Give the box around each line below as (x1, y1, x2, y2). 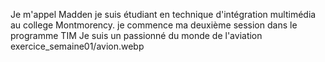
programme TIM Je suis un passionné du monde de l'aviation (10, 30, 263, 41)
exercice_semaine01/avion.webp (10, 40, 145, 52)
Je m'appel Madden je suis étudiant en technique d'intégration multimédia (10, 9, 317, 20)
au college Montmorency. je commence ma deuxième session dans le (10, 19, 298, 31)
